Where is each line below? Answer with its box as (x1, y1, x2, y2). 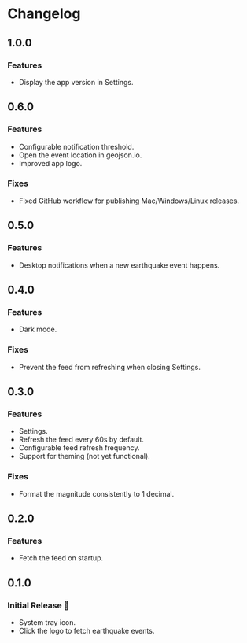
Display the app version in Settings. (18, 77, 134, 87)
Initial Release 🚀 (7, 600, 70, 611)
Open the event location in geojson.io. (18, 150, 142, 160)
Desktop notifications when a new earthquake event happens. (18, 261, 220, 270)
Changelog (7, 5, 81, 23)
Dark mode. (18, 324, 57, 334)
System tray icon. (18, 617, 76, 626)
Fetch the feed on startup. (18, 553, 104, 563)
